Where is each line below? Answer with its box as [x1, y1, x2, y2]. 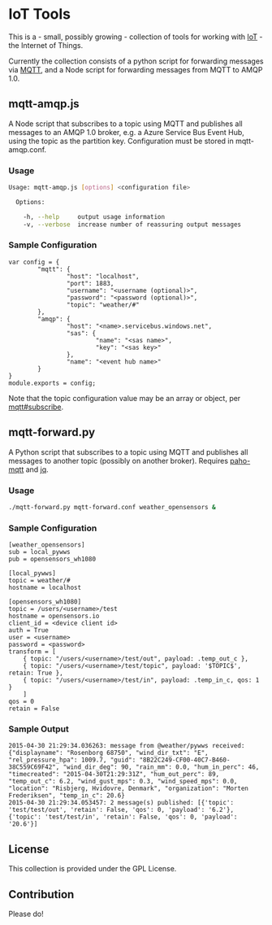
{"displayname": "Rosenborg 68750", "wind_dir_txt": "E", [8, 749, 209, 757]
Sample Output [8, 723, 69, 735]
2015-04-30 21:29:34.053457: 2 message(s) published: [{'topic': [8, 799, 234, 807]
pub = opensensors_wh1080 [8, 555, 96, 564]
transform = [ [8, 648, 57, 656]
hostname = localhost [8, 583, 82, 592]
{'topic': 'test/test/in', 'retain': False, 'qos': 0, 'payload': [8, 813, 238, 822]
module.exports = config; [8, 379, 96, 387]
